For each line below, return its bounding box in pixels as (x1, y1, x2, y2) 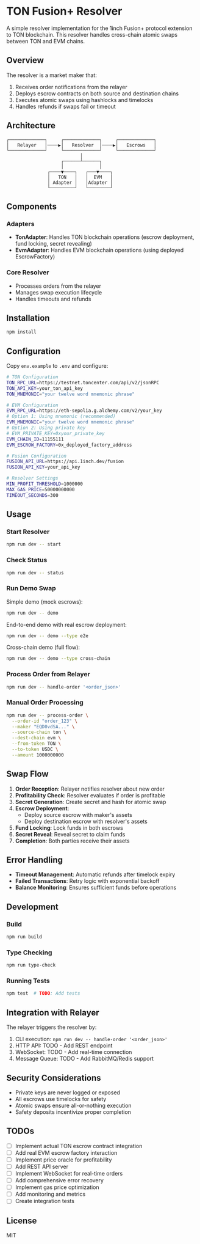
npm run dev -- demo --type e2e (6, 632, 88, 639)
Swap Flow (6, 769, 49, 780)
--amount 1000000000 (12, 752, 64, 758)
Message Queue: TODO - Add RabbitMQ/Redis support (15, 1055, 154, 1063)
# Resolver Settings (6, 475, 59, 481)
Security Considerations (6, 1072, 102, 1083)
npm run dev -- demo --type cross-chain (6, 656, 111, 662)
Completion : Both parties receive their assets (15, 837, 130, 844)
